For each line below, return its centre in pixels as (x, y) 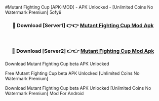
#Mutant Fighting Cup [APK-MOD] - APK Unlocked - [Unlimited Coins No (79, 7)
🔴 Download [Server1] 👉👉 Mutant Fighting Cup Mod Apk (83, 25)
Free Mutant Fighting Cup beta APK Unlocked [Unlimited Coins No (72, 73)
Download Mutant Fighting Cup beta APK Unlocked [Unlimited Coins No (78, 88)
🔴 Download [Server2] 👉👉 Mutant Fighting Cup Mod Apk (83, 51)
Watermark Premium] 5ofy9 (33, 12)
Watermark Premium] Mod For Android (44, 93)
